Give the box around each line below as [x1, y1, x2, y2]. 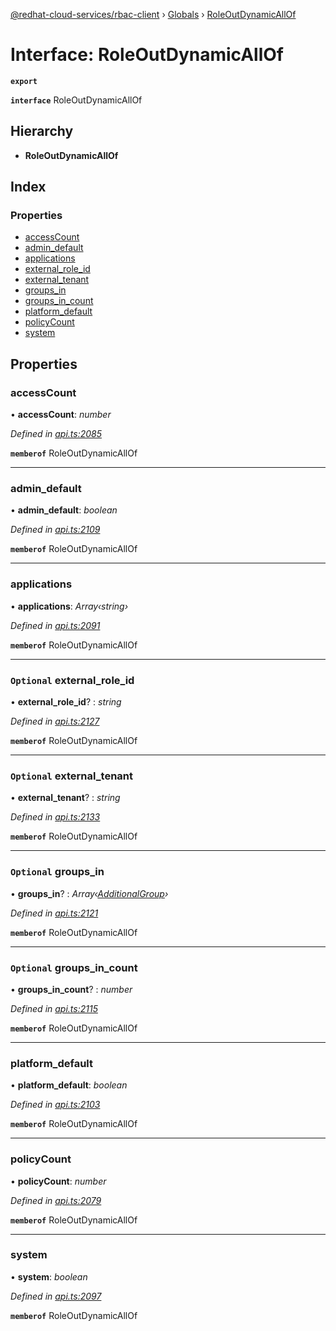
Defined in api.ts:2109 [10, 524, 101, 536]
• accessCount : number [10, 409, 112, 421]
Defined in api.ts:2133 [10, 811, 101, 823]
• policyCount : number [10, 1175, 107, 1187]
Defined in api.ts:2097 [10, 1290, 102, 1302]
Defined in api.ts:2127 [10, 715, 100, 728]
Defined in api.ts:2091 [10, 619, 101, 631]
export [10, 76, 38, 86]
